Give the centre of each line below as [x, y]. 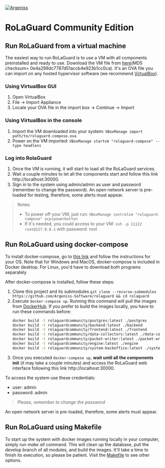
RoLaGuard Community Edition [69, 28]
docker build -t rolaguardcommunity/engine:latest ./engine [75, 344]
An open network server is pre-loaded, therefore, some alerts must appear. [81, 412]
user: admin [24, 387]
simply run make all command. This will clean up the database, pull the [77, 444]
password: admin [30, 392]
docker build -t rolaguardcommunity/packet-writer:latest [73, 339]
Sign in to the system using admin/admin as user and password [77, 184]
